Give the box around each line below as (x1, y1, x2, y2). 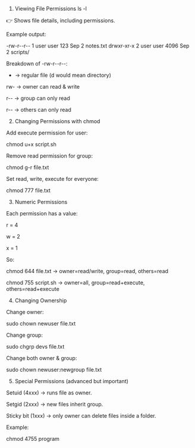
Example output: (6, 31, 46, 37)
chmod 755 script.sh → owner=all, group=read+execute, (6, 279, 145, 286)
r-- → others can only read (6, 106, 71, 113)
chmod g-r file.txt (6, 164, 49, 171)
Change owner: (6, 309, 44, 315)
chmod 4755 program (6, 436, 59, 442)
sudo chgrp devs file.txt (6, 343, 65, 350)
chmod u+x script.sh (6, 141, 56, 148)
